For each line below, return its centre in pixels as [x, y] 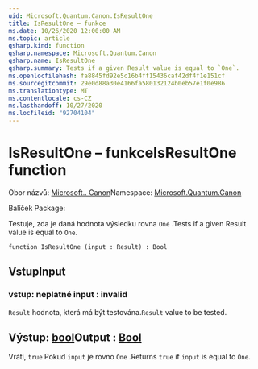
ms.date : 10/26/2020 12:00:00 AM [64, 31]
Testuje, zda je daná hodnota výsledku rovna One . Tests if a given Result [127, 223]
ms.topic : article [39, 38]
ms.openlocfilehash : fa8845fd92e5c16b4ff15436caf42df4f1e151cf [117, 76]
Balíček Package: [37, 208]
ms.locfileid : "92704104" [52, 114]
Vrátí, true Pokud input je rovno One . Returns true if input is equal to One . [130, 357]
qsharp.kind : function [46, 46]
